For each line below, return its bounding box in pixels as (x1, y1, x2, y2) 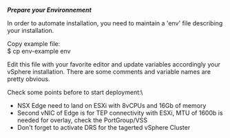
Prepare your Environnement (7, 6, 92, 14)
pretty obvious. (7, 75, 50, 83)
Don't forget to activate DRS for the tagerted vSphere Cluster (17, 124, 191, 131)
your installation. (7, 27, 54, 34)
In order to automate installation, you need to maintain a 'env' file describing (7, 19, 223, 27)
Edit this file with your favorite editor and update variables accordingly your (7, 60, 220, 68)
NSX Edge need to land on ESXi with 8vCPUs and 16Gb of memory (17, 102, 207, 109)
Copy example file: (7, 40, 61, 47)
